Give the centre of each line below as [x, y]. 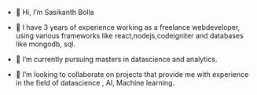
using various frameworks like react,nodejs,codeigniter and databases [129, 36]
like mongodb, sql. [46, 44]
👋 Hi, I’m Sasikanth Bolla [55, 12]
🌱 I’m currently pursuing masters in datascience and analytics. [116, 59]
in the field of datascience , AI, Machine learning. [95, 83]
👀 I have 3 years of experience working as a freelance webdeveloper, [128, 27]
